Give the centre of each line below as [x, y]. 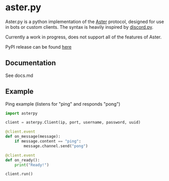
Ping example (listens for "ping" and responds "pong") [63, 104]
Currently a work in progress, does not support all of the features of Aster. [83, 37]
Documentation [31, 63]
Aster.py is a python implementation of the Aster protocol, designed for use [85, 22]
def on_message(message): [33, 137]
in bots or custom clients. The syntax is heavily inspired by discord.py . [79, 27]
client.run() [19, 174]
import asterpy [22, 113]
